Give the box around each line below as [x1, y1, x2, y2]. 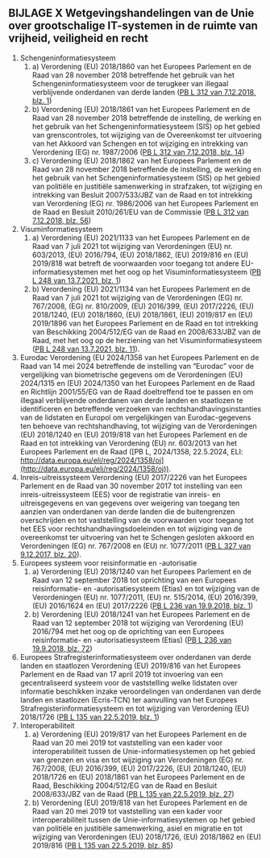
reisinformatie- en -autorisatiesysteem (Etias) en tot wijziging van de [31, 583, 260, 593]
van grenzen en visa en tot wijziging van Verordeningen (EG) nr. [31, 755, 244, 765]
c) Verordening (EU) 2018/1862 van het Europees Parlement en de [31, 155, 251, 165]
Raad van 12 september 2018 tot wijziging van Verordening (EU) [31, 618, 244, 628]
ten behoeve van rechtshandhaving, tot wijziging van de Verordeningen [19, 421, 258, 430]
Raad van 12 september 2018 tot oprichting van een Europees [31, 575, 237, 585]
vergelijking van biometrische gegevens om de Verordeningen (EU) [19, 370, 243, 379]
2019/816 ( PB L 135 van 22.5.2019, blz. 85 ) [31, 840, 173, 850]
